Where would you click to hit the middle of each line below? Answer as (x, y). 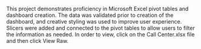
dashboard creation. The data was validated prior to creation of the (90, 15)
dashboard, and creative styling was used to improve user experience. (94, 21)
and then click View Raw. (37, 41)
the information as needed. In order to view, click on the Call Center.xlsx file (100, 34)
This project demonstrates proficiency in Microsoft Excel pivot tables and (97, 9)
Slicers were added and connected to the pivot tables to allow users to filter (100, 28)
